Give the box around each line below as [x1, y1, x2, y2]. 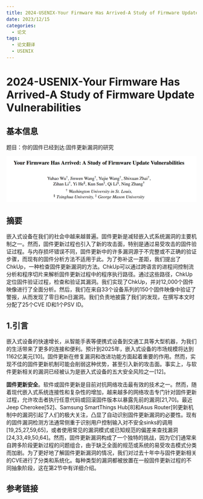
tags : [6, 35, 20, 42]
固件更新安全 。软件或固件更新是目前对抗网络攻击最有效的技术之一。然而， [6, 381, 192, 388]
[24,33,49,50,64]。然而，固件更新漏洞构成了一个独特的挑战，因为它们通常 [6, 434, 192, 441]
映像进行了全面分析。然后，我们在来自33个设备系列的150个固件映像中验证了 [6, 286, 196, 293]
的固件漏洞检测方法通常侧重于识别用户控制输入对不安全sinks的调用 [6, 419, 173, 426]
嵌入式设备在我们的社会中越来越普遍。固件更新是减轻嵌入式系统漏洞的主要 [6, 233, 192, 240]
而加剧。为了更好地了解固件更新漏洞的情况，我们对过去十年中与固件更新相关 [6, 449, 197, 457]
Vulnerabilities [6, 101, 82, 115]
